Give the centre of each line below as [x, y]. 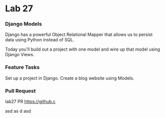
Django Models [24, 24]
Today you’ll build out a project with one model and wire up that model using [82, 49]
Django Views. [20, 55]
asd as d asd [18, 111]
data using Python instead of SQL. [40, 40]
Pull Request [20, 90]
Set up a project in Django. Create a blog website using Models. [70, 78]
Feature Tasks [22, 67]
